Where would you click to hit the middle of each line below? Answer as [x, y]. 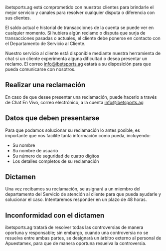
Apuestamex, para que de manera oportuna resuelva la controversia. [76, 243]
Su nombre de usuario [35, 150]
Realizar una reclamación [45, 85]
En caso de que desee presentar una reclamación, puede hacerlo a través [81, 97]
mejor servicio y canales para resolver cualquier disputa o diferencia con [80, 13]
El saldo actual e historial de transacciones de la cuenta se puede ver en [80, 28]
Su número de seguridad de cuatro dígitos [56, 156]
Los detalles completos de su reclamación [56, 161]
